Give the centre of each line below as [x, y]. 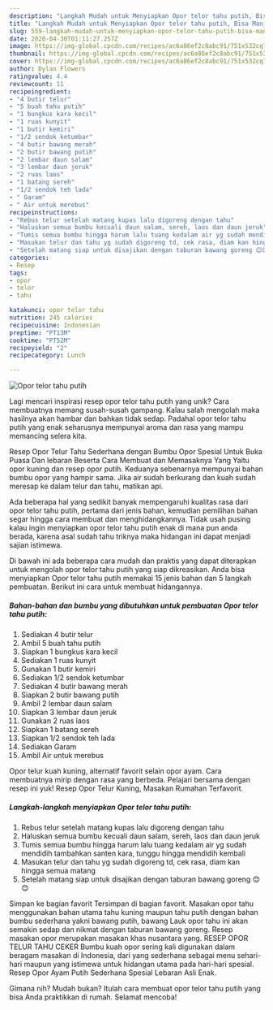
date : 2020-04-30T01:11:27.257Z [64, 39]
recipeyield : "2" [38, 348]
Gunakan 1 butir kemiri [58, 669]
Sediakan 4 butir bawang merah [75, 687]
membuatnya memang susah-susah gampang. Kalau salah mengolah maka [134, 410]
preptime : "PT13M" [40, 333]
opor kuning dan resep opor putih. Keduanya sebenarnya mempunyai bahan [136, 469]
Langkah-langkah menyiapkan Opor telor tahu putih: [100, 807]
